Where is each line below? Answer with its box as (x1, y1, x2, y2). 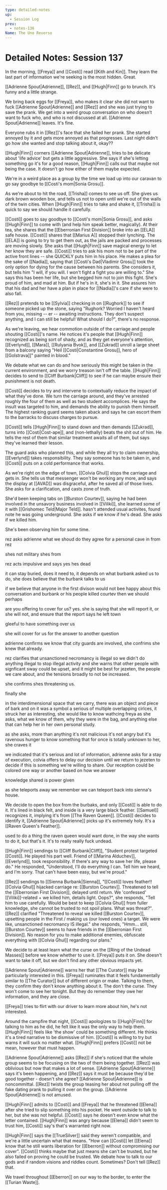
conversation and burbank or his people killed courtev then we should (5, 590, 149, 596)
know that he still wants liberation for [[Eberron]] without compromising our (5, 1143, 160, 1149)
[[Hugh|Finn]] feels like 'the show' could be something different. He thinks (5, 1028, 158, 1035)
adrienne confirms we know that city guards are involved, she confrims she (5, 640, 161, 646)
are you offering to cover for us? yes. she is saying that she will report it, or (5, 605, 159, 611)
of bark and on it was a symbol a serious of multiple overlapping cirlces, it (5, 705, 157, 711)
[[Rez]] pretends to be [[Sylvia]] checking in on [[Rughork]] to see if (5, 300, 145, 306)
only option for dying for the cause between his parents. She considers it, (5, 263, 156, 270)
